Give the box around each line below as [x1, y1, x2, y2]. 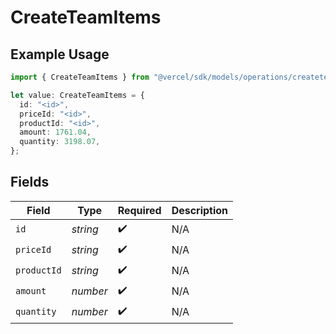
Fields [10, 174, 50, 191]
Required [117, 203, 162, 217]
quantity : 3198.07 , [19, 137, 101, 147]
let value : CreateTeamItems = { [10, 90, 145, 100]
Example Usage [10, 46, 110, 63]
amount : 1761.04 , [19, 127, 92, 138]
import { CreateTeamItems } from [10, 72, 150, 82]
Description [171, 203, 229, 217]
